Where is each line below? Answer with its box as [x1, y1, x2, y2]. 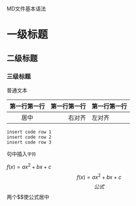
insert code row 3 [6, 139, 52, 145]
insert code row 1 [6, 129, 52, 135]
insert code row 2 [6, 134, 52, 140]
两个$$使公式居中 [6, 194, 49, 201]
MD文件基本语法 [6, 5, 46, 12]
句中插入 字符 [6, 150, 36, 157]
